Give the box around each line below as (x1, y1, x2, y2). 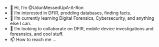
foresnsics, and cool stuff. (9, 31, 64, 37)
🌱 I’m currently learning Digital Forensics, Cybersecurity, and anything (9, 15, 154, 21)
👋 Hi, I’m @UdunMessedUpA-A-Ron (9, 5, 84, 10)
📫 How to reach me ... (9, 37, 56, 42)
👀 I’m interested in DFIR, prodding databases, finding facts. (9, 10, 131, 16)
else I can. (9, 20, 31, 26)
